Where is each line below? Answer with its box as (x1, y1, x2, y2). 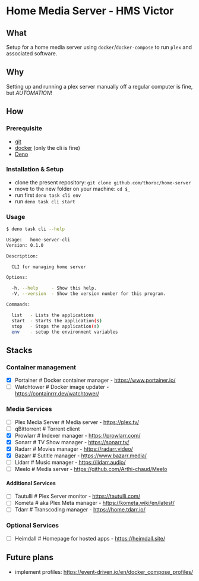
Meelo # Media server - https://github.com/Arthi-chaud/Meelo (14, 466, 168, 473)
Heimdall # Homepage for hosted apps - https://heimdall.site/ (14, 535, 165, 542)
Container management (6, 363, 76, 371)
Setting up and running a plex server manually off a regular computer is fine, (6, 83, 193, 90)
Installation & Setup (6, 165, 64, 174)
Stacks (6, 345, 33, 355)
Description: (6, 253, 39, 259)
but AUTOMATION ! (6, 89, 52, 96)
